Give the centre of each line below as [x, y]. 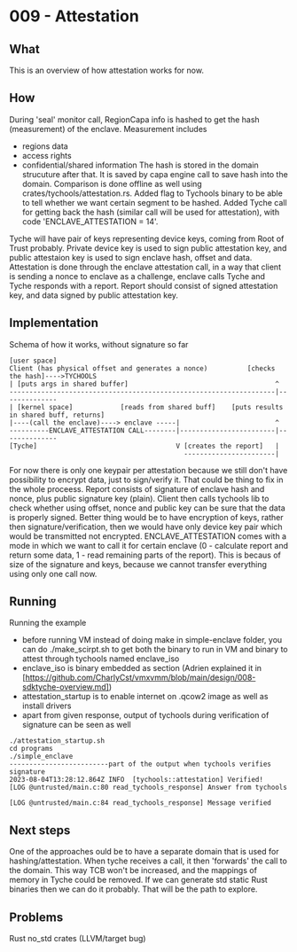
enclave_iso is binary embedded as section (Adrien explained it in [142, 668]
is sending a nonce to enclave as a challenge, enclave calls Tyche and [137, 276]
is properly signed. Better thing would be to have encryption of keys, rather [146, 517]
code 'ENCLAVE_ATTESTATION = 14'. [90, 221]
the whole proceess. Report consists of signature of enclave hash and [137, 488]
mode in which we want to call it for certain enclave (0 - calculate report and [148, 545]
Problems [36, 917]
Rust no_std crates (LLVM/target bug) [78, 939]
